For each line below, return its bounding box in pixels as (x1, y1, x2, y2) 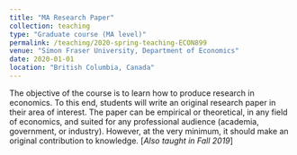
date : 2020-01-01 (9, 55, 75, 64)
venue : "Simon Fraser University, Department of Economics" (9, 47, 240, 56)
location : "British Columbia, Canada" (9, 64, 155, 73)
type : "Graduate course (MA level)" (9, 30, 147, 39)
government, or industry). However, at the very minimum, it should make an (9, 125, 290, 136)
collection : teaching (9, 22, 91, 30)
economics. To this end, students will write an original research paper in (9, 97, 276, 108)
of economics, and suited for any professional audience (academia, (9, 116, 259, 126)
